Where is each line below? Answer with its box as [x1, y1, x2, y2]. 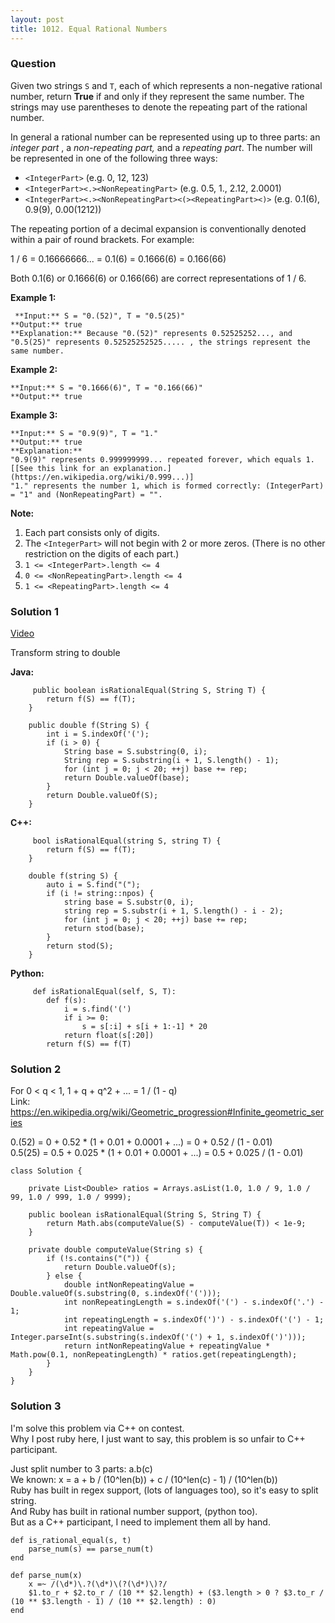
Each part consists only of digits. [24, 526, 160, 538]
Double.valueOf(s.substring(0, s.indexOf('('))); [10, 1289, 222, 1299]
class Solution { [10, 1166, 83, 1176]
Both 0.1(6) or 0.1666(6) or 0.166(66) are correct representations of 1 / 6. [10, 272, 307, 284]
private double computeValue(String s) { [28, 1245, 203, 1255]
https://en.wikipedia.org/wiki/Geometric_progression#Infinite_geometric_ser [10, 1106, 325, 1118]
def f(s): [46, 996, 87, 1006]
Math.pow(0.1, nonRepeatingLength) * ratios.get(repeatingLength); [10, 1350, 298, 1360]
